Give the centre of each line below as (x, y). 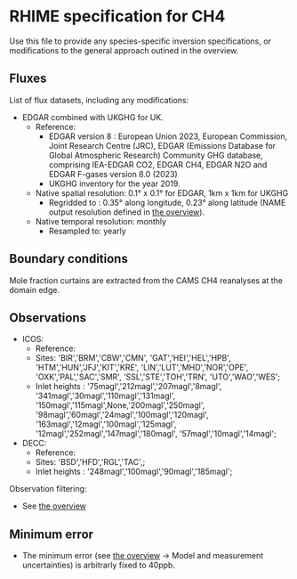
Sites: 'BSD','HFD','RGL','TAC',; (90, 462)
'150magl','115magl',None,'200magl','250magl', (120, 405)
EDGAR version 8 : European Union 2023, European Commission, (168, 136)
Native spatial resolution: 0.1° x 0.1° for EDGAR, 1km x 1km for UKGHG (162, 192)
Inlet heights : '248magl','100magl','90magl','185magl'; (134, 472)
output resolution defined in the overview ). (127, 212)
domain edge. (35, 289)
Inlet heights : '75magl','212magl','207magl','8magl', (128, 387)
